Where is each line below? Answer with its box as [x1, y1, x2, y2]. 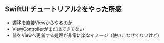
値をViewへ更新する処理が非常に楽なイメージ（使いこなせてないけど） [12, 32, 162, 38]
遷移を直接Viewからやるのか [12, 19, 73, 26]
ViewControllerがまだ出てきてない [12, 26, 84, 32]
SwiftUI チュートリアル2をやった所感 [5, 5, 122, 14]
